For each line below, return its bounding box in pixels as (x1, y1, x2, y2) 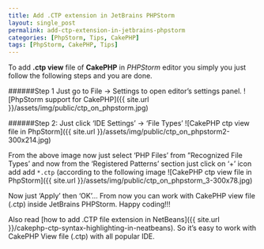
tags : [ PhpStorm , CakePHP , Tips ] (8, 41, 119, 49)
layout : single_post (8, 19, 77, 27)
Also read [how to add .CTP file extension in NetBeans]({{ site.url (8, 215, 220, 224)
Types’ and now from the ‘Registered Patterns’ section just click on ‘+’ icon (8, 159, 252, 168)
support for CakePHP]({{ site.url (44, 95, 149, 104)
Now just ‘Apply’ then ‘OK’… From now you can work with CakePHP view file (8, 191, 255, 201)
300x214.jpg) (8, 135, 51, 145)
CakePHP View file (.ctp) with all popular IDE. (8, 232, 156, 241)
